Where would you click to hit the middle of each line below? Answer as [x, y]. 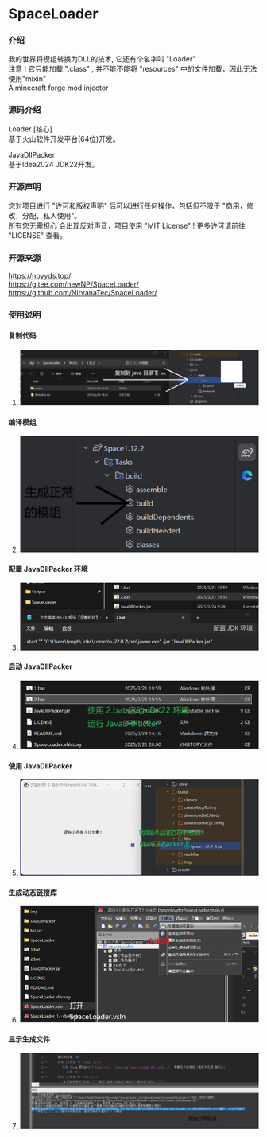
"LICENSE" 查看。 [38, 236]
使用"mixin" [27, 79]
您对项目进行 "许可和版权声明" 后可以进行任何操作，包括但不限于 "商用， [128, 206]
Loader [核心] [31, 129]
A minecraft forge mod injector [58, 88]
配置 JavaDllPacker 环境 [48, 568]
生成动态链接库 [33, 892]
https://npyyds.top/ [40, 276]
